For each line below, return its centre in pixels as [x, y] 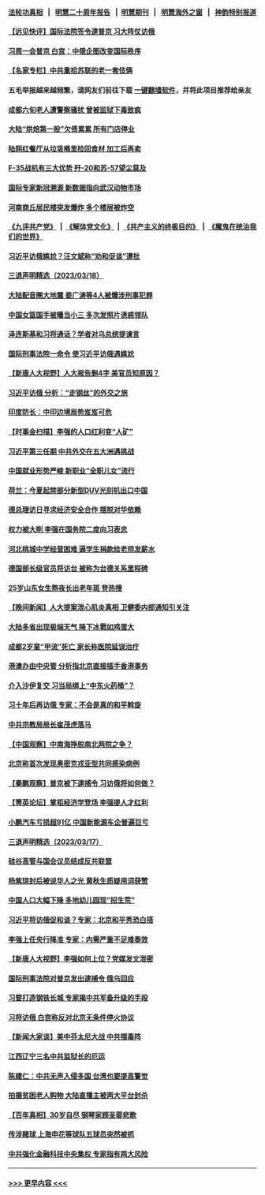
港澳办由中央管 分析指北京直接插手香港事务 [78, 666]
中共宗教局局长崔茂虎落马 [50, 724]
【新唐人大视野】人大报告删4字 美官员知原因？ [84, 373]
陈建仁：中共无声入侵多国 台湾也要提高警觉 [78, 1076]
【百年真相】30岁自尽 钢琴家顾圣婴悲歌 [72, 1115]
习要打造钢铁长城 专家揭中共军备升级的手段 [78, 998]
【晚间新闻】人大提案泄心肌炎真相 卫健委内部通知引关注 [99, 607]
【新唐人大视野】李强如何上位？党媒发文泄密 [81, 959]
